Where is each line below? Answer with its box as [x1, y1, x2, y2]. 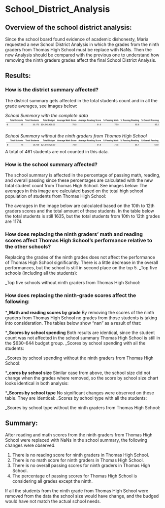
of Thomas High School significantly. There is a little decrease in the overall [5, 259, 159, 265]
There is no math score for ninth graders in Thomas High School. [12, 457, 144, 463]
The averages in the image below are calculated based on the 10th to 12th [5, 203, 155, 209]
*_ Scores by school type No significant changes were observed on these [5, 389, 154, 396]
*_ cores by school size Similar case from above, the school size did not [5, 370, 151, 376]
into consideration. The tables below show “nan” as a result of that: [5, 320, 141, 326]
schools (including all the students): [5, 270, 78, 276]
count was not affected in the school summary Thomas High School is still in [5, 335, 161, 340]
